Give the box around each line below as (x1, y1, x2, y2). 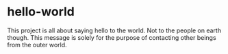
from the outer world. (7, 40, 67, 49)
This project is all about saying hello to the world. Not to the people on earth (7, 26, 221, 34)
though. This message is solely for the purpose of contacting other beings (7, 33, 217, 41)
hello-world (7, 4, 75, 20)
